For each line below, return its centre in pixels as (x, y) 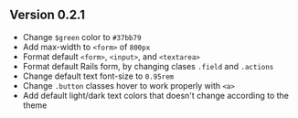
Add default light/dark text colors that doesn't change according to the (156, 95)
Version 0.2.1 (47, 15)
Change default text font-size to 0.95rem (98, 76)
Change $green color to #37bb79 (82, 37)
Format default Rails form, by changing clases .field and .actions (148, 66)
